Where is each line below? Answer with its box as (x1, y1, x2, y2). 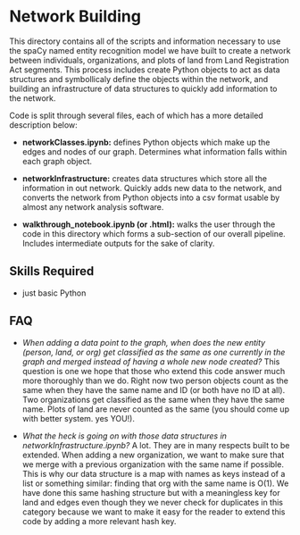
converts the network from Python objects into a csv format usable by (21, 192, 280, 203)
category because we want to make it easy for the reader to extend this (21, 506, 286, 517)
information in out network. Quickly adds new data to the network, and (21, 182, 283, 193)
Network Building (9, 6, 141, 27)
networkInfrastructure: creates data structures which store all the (21, 172, 268, 184)
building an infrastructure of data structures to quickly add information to (9, 83, 279, 94)
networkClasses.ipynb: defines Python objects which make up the (21, 137, 271, 147)
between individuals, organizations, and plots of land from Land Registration (9, 54, 290, 65)
